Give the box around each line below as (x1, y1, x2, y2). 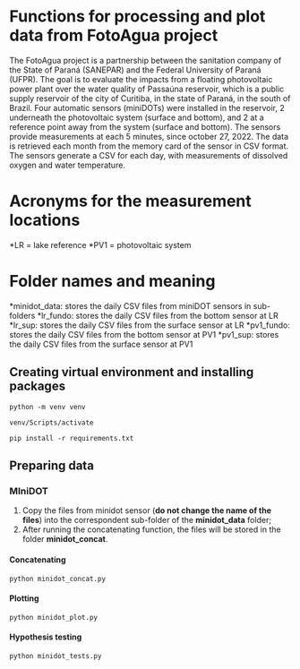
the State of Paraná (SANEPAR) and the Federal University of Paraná (9, 64, 261, 75)
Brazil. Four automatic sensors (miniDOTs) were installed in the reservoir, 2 (9, 102, 285, 113)
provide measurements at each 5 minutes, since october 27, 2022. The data (9, 131, 289, 142)
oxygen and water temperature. (9, 159, 125, 170)
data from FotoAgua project (9, 25, 219, 46)
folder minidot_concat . (21, 534, 108, 545)
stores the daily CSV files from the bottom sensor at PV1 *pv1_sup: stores (9, 329, 279, 339)
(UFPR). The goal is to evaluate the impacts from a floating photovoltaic (9, 73, 273, 84)
